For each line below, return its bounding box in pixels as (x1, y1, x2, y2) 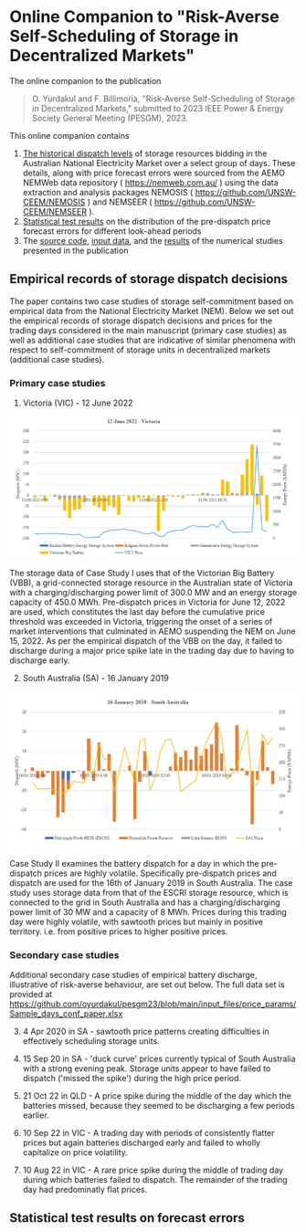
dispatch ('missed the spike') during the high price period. (22, 1072, 242, 1083)
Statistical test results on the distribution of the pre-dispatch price (22, 216, 271, 226)
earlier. (22, 1110, 49, 1121)
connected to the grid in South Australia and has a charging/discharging (9, 897, 280, 908)
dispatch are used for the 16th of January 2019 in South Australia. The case (9, 877, 293, 888)
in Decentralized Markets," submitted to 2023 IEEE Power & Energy (31, 102, 285, 113)
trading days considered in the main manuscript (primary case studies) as (9, 324, 288, 335)
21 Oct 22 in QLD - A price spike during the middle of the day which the (22, 1090, 292, 1101)
